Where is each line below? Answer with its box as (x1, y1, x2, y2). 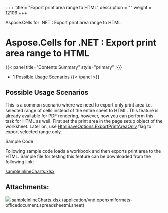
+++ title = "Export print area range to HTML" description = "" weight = (5, 5, 152, 10)
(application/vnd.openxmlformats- (62, 197, 133, 203)
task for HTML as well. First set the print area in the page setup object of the (5, 118, 163, 124)
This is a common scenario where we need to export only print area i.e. (5, 101, 152, 108)
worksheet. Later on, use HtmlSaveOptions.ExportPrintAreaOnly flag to (5, 123, 152, 129)
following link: (5, 158, 34, 165)
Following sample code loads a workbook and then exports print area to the (5, 148, 161, 154)
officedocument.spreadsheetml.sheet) (5, 202, 84, 208)
